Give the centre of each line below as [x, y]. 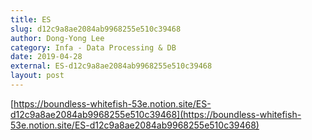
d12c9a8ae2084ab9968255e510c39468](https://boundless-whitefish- [156, 114]
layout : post [37, 76]
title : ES [31, 19]
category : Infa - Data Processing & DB [93, 47]
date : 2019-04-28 [46, 57]
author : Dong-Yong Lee [57, 38]
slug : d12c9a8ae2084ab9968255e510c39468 [96, 29]
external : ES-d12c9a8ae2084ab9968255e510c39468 [111, 66]
